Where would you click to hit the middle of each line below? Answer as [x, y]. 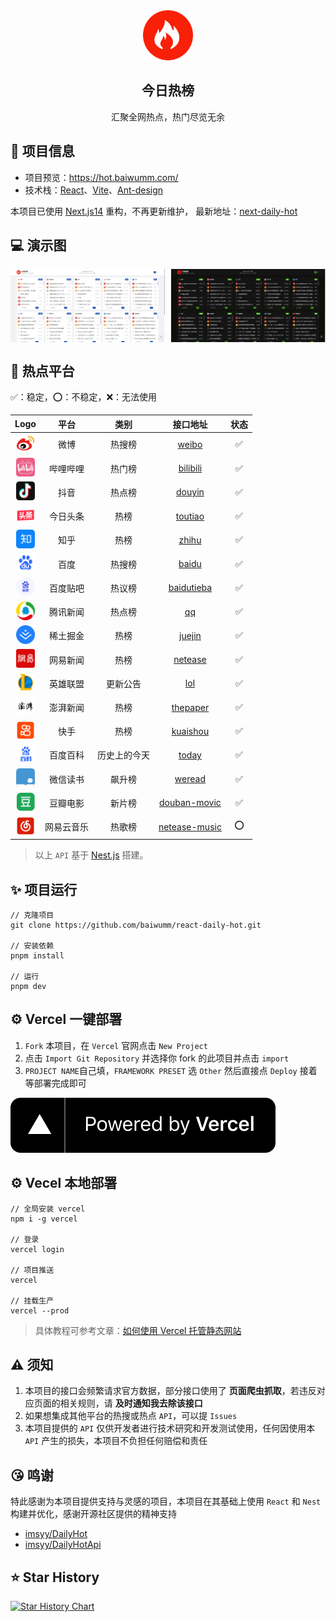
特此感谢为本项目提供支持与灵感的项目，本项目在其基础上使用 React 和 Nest [166, 1501]
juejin [190, 635]
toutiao [190, 516]
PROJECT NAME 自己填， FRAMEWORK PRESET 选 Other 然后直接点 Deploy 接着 [171, 1070]
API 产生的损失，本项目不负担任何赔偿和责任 [116, 1441]
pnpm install [37, 956]
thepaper [190, 707]
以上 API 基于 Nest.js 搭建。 [91, 855]
